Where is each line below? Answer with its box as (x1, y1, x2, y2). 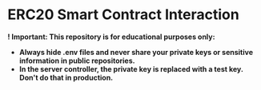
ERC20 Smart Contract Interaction (7, 6, 239, 24)
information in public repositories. (18, 56, 135, 65)
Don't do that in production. (18, 72, 114, 82)
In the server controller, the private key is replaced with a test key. (18, 64, 243, 73)
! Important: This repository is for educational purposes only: (7, 32, 215, 41)
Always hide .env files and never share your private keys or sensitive (18, 47, 254, 57)
